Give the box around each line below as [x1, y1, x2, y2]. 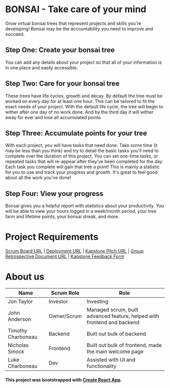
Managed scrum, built [87, 306, 139, 314]
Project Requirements [5, 231, 99, 243]
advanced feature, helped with [87, 313, 159, 320]
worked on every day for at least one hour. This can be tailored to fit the [5, 98, 155, 104]
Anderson [8, 316, 31, 323]
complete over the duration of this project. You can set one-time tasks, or [5, 153, 158, 159]
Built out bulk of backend [87, 330, 146, 337]
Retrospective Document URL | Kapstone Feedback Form [5, 253, 124, 259]
